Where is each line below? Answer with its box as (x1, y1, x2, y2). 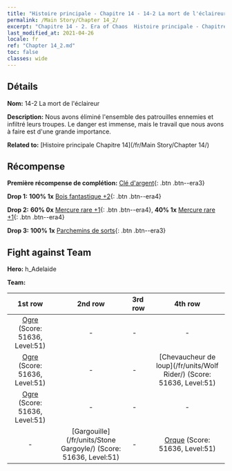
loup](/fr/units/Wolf (155, 361, 219, 371)
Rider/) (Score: (163, 369, 212, 379)
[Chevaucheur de (158, 352, 216, 362)
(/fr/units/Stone (66, 435, 116, 445)
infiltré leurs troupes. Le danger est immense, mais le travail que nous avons (7, 120, 224, 128)
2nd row (77, 299, 105, 308)
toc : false (7, 49, 39, 56)
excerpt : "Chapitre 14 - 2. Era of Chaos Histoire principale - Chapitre (7, 23, 227, 30)
